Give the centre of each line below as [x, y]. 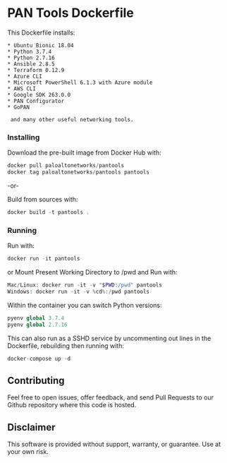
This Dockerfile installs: [41, 32]
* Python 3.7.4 [30, 52]
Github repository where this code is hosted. [72, 405]
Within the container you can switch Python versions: [85, 305]
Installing [24, 137]
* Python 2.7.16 [31, 58]
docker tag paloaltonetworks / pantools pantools [79, 172]
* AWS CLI [22, 89]
